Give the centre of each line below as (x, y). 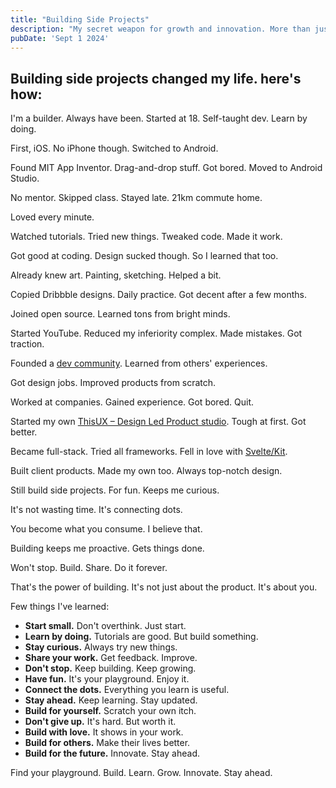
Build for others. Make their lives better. (107, 743)
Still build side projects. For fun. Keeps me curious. (115, 490)
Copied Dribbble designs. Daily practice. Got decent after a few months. (159, 295)
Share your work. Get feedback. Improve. (111, 658)
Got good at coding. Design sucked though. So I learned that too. (144, 256)
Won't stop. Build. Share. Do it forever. (89, 568)
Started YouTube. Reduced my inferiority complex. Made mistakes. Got (156, 333)
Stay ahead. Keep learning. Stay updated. (111, 700)
